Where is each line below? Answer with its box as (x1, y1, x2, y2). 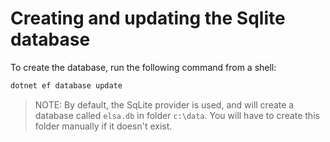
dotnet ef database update (10, 80, 123, 91)
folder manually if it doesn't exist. (34, 120, 173, 132)
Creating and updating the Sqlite (10, 7, 286, 30)
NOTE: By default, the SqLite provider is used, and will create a (34, 98, 295, 111)
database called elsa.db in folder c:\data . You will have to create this (34, 109, 320, 121)
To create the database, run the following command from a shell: (10, 61, 277, 73)
